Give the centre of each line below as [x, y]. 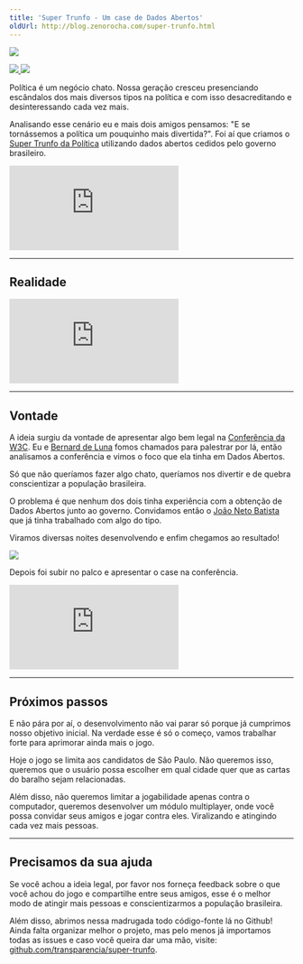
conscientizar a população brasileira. [78, 484]
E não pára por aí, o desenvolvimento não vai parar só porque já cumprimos [150, 723]
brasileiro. [28, 153]
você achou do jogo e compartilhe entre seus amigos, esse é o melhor [140, 894]
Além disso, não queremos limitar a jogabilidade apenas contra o [129, 796]
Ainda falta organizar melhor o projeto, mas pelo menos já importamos [140, 930]
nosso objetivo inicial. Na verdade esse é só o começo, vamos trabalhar [143, 733]
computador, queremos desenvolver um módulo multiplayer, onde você [142, 806]
